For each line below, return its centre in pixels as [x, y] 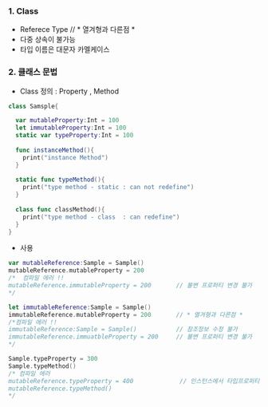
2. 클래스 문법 [33, 72]
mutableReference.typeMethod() [60, 389]
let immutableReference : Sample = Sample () [80, 307]
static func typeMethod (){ [60, 180]
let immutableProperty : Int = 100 [71, 128]
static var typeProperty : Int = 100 [75, 136]
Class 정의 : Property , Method [69, 91]
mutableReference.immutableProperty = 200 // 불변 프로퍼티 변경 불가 [130, 286]
